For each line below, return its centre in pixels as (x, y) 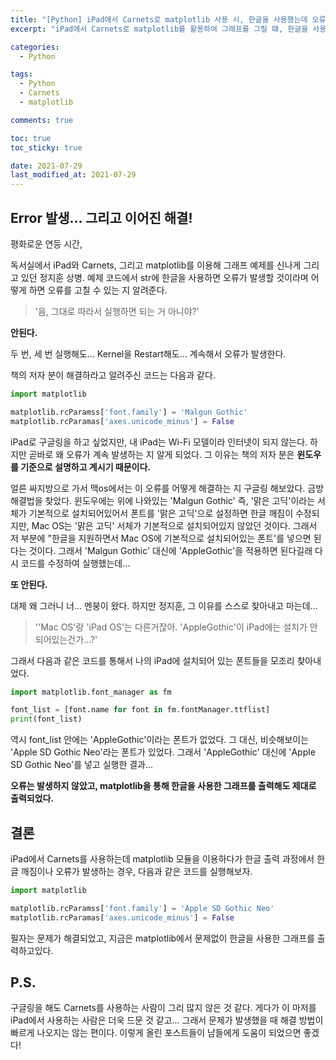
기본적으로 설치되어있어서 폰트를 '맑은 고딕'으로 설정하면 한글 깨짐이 (161, 513)
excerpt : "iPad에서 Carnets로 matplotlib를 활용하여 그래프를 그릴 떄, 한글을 (159, 29)
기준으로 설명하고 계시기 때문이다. (86, 467)
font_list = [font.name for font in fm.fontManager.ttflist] (140, 710)
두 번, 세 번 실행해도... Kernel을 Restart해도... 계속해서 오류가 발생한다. (148, 353)
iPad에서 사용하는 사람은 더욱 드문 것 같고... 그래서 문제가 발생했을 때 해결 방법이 (167, 1020)
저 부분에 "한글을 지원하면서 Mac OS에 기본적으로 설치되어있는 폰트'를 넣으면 (161, 538)
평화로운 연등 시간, (46, 243)
